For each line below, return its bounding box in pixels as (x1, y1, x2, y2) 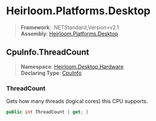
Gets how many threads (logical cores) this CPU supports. (6, 98, 148, 105)
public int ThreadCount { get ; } (6, 109, 89, 115)
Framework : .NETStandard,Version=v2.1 (20, 24, 119, 31)
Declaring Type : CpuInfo (20, 69, 82, 77)
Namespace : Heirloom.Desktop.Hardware (20, 63, 124, 70)
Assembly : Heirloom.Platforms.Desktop (20, 30, 119, 37)
